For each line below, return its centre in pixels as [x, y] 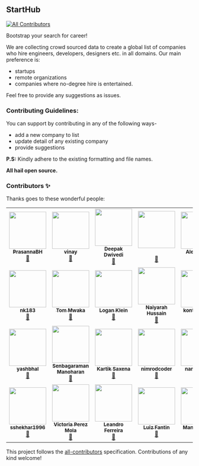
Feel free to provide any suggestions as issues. [64, 95]
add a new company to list [47, 135]
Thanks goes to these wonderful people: [56, 199]
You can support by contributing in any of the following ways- [81, 123]
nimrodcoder [157, 369]
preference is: [23, 59]
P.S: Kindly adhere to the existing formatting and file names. [79, 159]
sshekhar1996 [28, 427]
